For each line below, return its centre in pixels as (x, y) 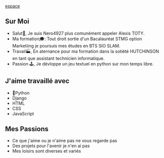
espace (13, 6)
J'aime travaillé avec (37, 81)
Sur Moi (17, 21)
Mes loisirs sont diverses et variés (47, 151)
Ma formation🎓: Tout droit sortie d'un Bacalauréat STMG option (77, 39)
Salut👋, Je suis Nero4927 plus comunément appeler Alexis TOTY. (78, 33)
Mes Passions (27, 129)
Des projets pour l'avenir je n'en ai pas (51, 146)
